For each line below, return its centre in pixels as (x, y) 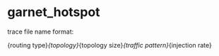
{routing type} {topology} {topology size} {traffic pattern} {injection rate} (109, 45)
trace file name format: (41, 31)
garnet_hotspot (54, 12)
